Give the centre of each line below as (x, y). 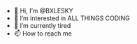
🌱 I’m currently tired (42, 25)
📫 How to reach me (43, 34)
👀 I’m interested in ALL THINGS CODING (72, 18)
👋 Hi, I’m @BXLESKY (43, 11)
